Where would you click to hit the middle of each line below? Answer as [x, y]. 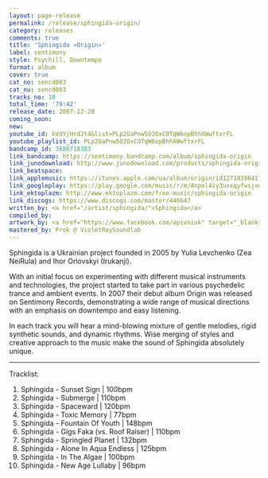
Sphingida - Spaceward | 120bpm [75, 406]
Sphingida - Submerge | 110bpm [73, 398]
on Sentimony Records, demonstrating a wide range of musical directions [129, 302]
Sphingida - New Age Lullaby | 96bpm [83, 465]
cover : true [29, 75]
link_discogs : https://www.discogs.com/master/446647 [100, 200]
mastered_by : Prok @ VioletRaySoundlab [75, 230]
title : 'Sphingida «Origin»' [57, 45]
